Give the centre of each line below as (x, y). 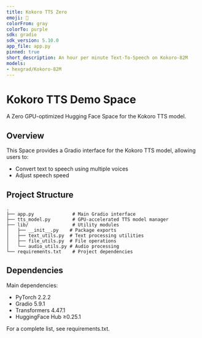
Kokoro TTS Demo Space (71, 99)
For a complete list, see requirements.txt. (58, 328)
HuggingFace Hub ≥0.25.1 (48, 317)
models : (16, 63)
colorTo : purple (27, 29)
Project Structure (40, 195)
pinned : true (23, 52)
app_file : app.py (29, 47)
